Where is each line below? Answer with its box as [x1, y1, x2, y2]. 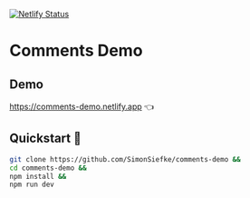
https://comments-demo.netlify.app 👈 [9, 101, 154, 112]
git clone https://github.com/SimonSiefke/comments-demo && [9, 154, 242, 163]
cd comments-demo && [9, 163, 88, 173]
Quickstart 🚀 [9, 131, 82, 146]
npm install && [9, 172, 67, 181]
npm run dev [9, 180, 54, 190]
